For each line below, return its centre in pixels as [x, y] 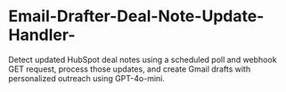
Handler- [42, 35]
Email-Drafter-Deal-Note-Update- [136, 16]
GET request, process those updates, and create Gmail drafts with [130, 69]
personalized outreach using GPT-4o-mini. [87, 78]
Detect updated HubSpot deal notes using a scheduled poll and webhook [143, 59]
